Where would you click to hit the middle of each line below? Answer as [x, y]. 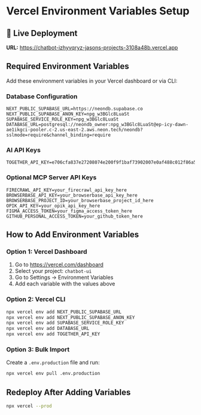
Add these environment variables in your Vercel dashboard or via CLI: [92, 81]
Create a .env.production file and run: [53, 363]
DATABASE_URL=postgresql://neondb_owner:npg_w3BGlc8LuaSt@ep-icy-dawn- [97, 125]
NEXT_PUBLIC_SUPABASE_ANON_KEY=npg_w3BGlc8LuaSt [68, 114]
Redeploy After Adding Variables [68, 392]
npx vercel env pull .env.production [53, 374]
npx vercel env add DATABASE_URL [48, 329]
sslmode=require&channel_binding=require [59, 135]
